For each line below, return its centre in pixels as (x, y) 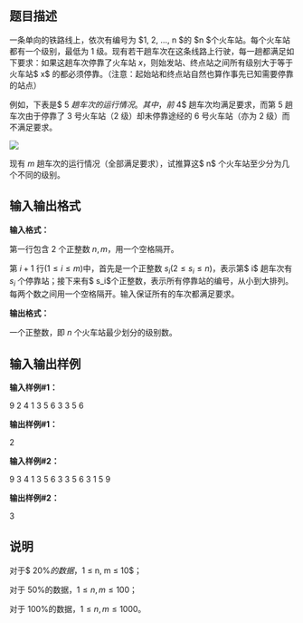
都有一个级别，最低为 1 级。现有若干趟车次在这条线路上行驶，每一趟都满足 (148, 51)
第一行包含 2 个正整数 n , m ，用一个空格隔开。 (94, 248)
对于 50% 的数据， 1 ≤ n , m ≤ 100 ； (74, 589)
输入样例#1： (34, 387)
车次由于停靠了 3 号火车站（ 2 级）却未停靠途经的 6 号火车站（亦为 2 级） (146, 115)
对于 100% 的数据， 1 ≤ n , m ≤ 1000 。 (78, 608)
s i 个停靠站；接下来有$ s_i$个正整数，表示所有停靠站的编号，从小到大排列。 (151, 282)
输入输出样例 (45, 364)
